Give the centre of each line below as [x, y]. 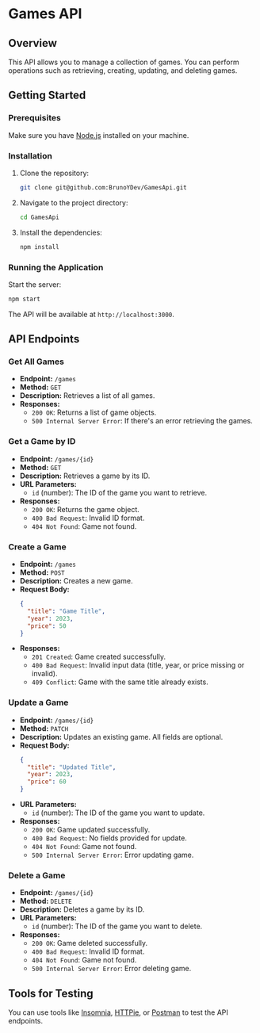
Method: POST [42, 572]
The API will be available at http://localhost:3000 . [91, 314]
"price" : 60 [47, 782]
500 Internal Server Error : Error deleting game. [111, 969]
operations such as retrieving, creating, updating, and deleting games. [123, 71]
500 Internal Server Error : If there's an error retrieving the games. [142, 421]
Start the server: [35, 284]
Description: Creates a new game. [76, 581]
